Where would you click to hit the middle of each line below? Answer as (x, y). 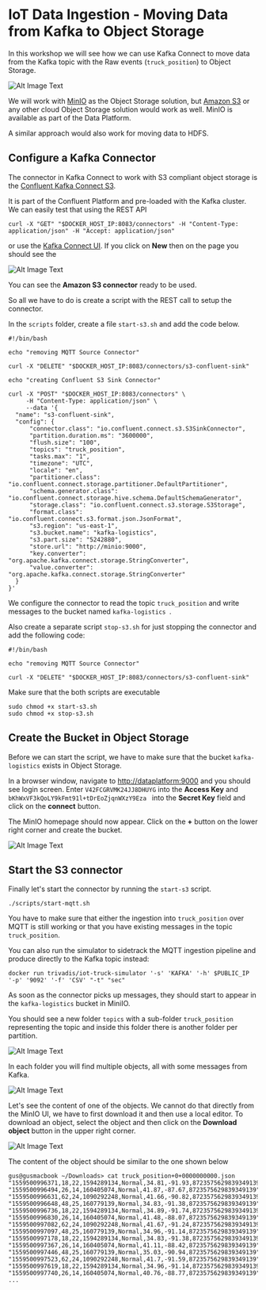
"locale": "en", (56, 470)
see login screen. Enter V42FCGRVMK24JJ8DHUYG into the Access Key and (123, 789)
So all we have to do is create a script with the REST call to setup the (120, 300)
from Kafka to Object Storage (106, 31)
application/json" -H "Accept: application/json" (92, 231)
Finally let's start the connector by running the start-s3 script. (110, 889)
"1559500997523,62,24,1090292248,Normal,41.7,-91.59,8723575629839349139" (134, 1259)
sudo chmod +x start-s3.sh (53, 706)
